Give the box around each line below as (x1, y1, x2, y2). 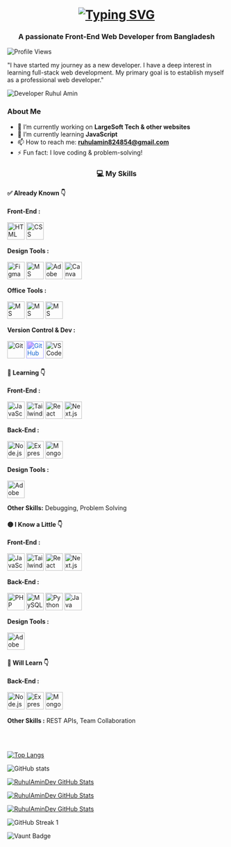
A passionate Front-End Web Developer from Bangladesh (18, 32, 215, 42)
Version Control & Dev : (7, 326, 76, 334)
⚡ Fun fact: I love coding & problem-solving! (17, 148, 143, 157)
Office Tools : (7, 286, 47, 294)
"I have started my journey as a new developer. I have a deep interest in (7, 61, 212, 70)
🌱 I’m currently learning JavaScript (17, 129, 118, 138)
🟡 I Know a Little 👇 (7, 520, 62, 528)
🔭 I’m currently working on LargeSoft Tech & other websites (17, 122, 191, 131)
